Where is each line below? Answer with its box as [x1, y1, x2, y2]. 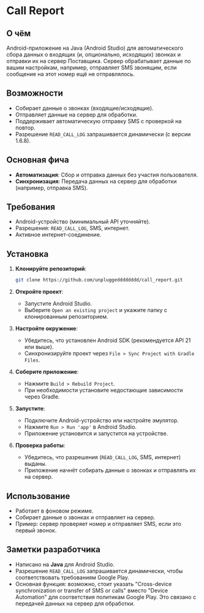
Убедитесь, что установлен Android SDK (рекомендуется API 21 [24, 337, 191, 344]
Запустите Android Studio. [24, 300, 93, 307]
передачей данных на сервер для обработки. [15, 600, 135, 607]
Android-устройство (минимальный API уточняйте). [15, 218, 151, 226]
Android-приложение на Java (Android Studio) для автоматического [6, 44, 184, 51]
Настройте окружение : [15, 325, 78, 332]
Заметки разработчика [6, 544, 101, 555]
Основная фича [6, 154, 69, 166]
